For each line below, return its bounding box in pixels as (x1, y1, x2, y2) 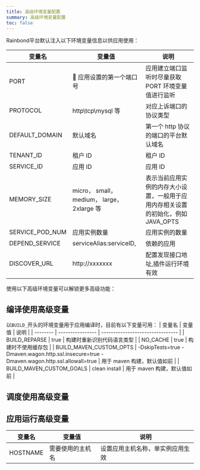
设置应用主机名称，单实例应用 (100, 444, 185, 453)
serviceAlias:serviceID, (72, 239, 136, 248)
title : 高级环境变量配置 (6, 8, 61, 15)
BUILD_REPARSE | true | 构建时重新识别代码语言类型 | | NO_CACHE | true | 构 (6, 336, 194, 343)
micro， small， (72, 186, 117, 195)
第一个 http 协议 (145, 122, 190, 131)
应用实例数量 (72, 228, 109, 236)
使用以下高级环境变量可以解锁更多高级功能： (6, 285, 116, 293)
